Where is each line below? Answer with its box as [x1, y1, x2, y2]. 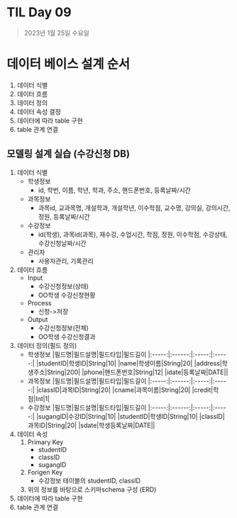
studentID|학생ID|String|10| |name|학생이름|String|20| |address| [38, 359, 223, 367]
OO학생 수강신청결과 [38, 332, 96, 341]
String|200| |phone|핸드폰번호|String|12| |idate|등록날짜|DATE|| [46, 368, 228, 376]
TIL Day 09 [6, 4, 72, 21]
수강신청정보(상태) [38, 281, 89, 291]
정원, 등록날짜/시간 [38, 212, 90, 220]
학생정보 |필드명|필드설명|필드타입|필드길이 [27, 350, 147, 359]
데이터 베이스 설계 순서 [6, 56, 131, 72]
